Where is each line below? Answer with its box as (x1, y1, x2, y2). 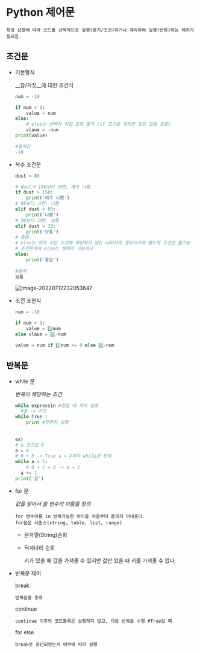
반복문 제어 (14, 570, 42, 577)
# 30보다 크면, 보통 (14, 217, 59, 224)
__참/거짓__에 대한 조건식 (14, 81, 74, 88)
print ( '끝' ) (14, 475, 44, 481)
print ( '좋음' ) (26, 256, 59, 263)
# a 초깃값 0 (14, 442, 44, 448)
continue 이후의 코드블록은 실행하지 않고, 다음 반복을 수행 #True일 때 (14, 618, 173, 624)
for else (14, 628, 34, 635)
